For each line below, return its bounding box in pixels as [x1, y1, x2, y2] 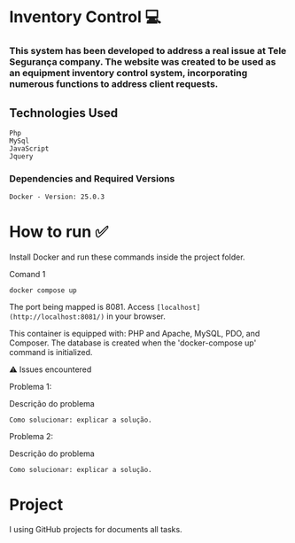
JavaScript [9, 144, 50, 153]
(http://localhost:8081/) [9, 313, 105, 322]
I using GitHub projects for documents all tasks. [9, 524, 183, 535]
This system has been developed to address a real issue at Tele [9, 45, 287, 58]
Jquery [9, 151, 34, 160]
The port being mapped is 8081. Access [9, 302, 155, 313]
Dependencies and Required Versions [9, 172, 175, 184]
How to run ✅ [9, 222, 109, 242]
